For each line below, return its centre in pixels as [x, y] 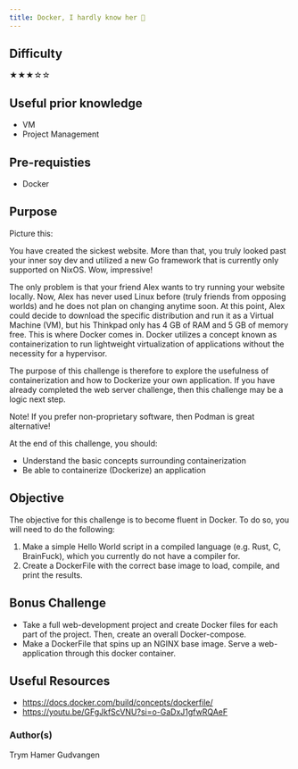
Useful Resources [60, 681]
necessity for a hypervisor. [58, 353]
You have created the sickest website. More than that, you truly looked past [148, 250]
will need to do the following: [62, 529]
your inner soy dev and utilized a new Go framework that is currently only [144, 260]
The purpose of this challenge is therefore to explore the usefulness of [139, 371]
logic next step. [37, 399]
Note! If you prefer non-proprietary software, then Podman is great [132, 416]
